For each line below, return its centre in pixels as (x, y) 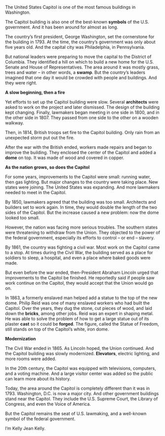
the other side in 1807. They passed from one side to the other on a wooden (82, 117)
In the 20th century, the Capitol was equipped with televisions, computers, (81, 368)
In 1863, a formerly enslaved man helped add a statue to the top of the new (81, 298)
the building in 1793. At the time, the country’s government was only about (81, 42)
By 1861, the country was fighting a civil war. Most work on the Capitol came (82, 247)
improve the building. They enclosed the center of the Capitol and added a (81, 152)
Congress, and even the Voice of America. (48, 404)
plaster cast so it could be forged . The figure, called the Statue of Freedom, (82, 324)
